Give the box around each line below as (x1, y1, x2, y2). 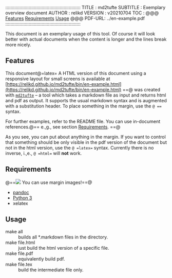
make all (5, 229, 23, 235)
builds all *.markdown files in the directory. (18, 234, 108, 240)
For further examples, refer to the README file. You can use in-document (5, 118, 161, 124)
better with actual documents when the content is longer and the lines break (5, 36, 167, 42)
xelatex (12, 200, 28, 206)
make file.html (5, 239, 35, 246)
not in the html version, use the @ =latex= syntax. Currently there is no (5, 144, 154, 151)
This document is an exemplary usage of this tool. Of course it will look (5, 31, 156, 36)
